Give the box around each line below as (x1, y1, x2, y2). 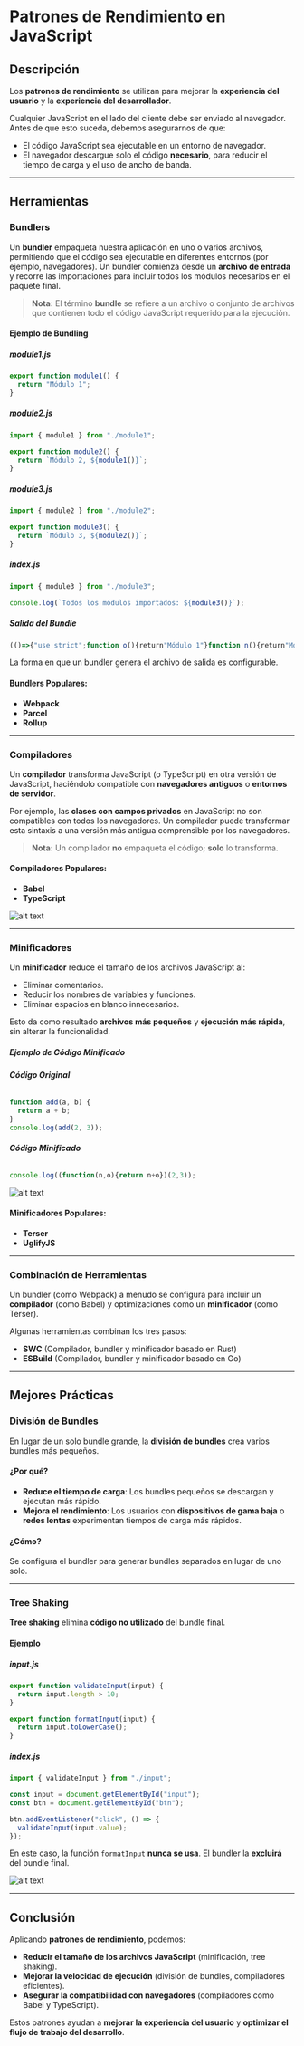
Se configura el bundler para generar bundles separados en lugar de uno (9, 1556, 282, 1567)
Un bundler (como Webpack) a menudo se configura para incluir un (9, 1289, 261, 1301)
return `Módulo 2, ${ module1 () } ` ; (17, 456, 147, 465)
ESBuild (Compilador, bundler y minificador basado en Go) (22, 1353, 242, 1364)
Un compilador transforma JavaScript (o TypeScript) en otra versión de (9, 768, 277, 780)
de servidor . (9, 788, 56, 799)
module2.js (9, 408, 53, 418)
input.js (9, 1658, 39, 1669)
